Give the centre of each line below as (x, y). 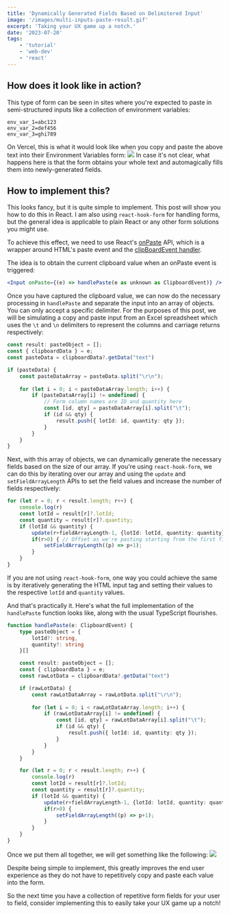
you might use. (28, 229)
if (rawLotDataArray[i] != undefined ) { (102, 714)
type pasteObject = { (50, 632)
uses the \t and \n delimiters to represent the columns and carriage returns (114, 325)
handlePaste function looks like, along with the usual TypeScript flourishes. (112, 613)
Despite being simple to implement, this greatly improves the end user (106, 867)
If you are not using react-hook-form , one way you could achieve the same (112, 577)
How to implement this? (59, 191)
